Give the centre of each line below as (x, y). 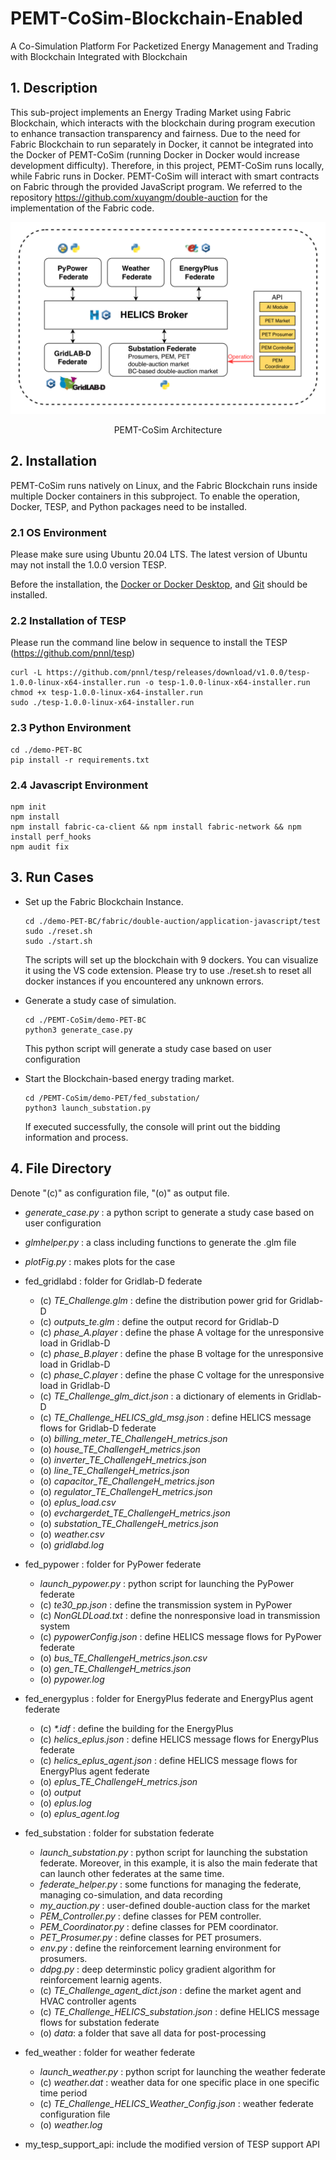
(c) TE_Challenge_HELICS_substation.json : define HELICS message (179, 2011)
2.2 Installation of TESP (68, 620)
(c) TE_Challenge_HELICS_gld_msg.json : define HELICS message (175, 1417)
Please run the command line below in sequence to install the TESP (149, 643)
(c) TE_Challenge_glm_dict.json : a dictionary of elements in (162, 1396)
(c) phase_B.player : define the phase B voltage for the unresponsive (181, 1353)
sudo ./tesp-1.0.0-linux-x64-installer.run (102, 703)
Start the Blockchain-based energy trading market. (129, 1078)
